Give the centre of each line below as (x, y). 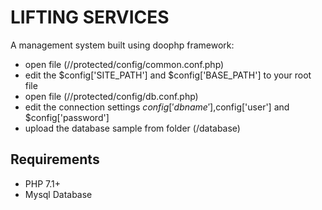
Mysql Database (58, 194)
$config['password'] (67, 117)
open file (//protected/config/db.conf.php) (111, 96)
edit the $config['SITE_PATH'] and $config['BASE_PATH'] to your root (168, 75)
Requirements (55, 159)
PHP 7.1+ (42, 183)
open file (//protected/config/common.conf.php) (124, 64)
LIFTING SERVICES (90, 17)
